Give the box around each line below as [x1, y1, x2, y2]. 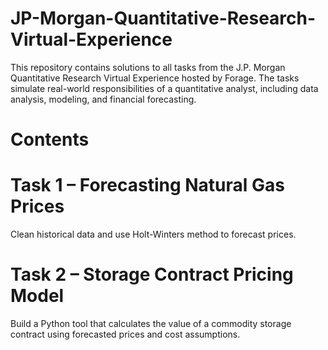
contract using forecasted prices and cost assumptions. [10, 328, 241, 340]
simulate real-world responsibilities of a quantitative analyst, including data [10, 82, 319, 94]
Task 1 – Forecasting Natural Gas [10, 174, 285, 197]
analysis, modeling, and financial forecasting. [10, 93, 197, 105]
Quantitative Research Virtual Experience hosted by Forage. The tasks [10, 72, 300, 84]
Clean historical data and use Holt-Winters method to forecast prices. [10, 228, 297, 241]
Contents [10, 128, 90, 151]
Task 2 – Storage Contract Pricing [10, 263, 294, 286]
